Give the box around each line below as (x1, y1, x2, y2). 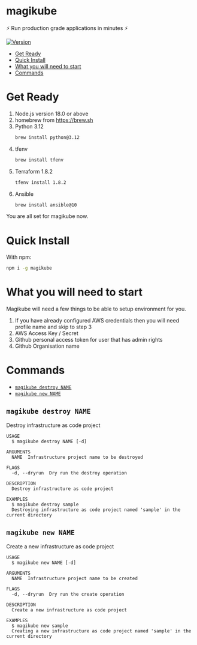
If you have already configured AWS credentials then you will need (14, 317, 180, 324)
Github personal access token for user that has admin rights (14, 336, 163, 344)
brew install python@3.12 (14, 134, 80, 141)
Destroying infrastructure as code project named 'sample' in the (11, 506, 181, 513)
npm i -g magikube (6, 265, 52, 271)
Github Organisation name (14, 342, 80, 350)
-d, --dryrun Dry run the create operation (11, 591, 125, 597)
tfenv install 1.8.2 (14, 179, 66, 186)
